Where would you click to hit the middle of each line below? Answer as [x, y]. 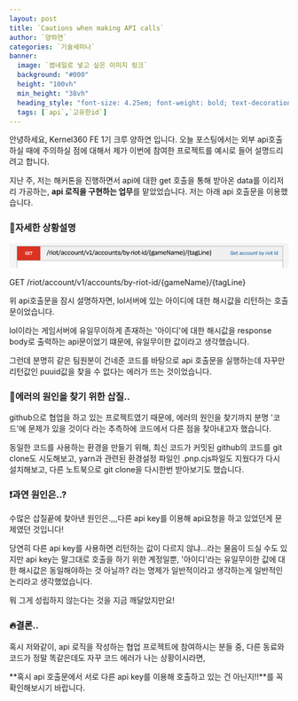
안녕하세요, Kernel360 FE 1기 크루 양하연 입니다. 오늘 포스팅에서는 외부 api [139, 140]
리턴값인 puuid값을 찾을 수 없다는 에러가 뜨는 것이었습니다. [110, 371]
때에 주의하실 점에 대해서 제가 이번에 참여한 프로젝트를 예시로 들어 [139, 151]
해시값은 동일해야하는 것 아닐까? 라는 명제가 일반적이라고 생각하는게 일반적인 [151, 571]
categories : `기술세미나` [52, 47]
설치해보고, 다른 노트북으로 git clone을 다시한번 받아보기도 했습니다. [127, 470]
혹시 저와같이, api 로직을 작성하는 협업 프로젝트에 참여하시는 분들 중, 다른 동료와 [147, 646]
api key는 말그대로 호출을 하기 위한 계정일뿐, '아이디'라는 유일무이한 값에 [151, 559]
